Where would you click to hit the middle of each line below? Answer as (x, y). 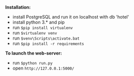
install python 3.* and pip (39, 22)
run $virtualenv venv (35, 33)
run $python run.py (32, 63)
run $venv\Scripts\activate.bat (46, 38)
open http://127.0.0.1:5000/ (43, 68)
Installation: (18, 7)
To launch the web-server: (33, 53)
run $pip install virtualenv (43, 27)
